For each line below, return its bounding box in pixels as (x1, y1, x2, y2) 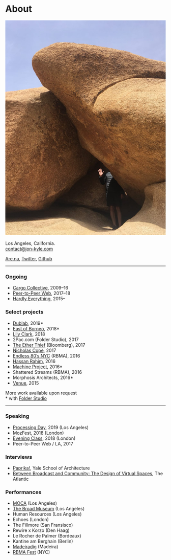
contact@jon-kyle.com (5, 245, 53, 252)
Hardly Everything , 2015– (12, 296, 66, 302)
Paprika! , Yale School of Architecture (12, 465, 90, 471)
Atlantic (12, 476, 29, 482)
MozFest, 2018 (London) (12, 430, 64, 436)
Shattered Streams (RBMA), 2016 (12, 369, 82, 375)
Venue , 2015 (12, 379, 39, 386)
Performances (5, 489, 42, 496)
